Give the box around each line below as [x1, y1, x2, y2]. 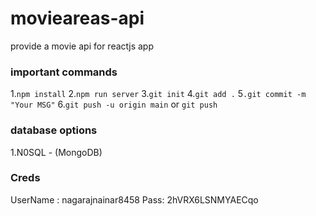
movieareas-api [10, 7, 145, 30]
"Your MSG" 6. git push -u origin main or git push [10, 98, 218, 111]
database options [10, 123, 98, 137]
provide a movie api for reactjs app [10, 40, 154, 52]
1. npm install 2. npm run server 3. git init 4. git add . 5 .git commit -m [10, 88, 307, 100]
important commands [10, 65, 118, 79]
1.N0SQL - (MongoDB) [10, 146, 103, 158]
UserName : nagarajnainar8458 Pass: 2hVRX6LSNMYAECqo [10, 193, 259, 206]
